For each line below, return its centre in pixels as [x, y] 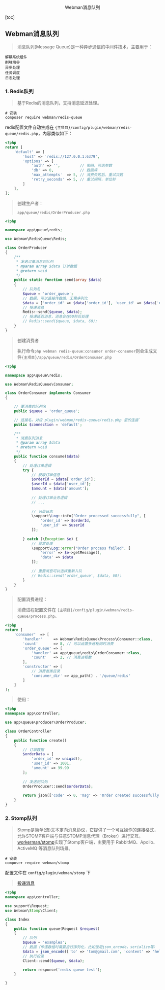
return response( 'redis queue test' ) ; [62, 970]
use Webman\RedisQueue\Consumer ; [39, 384]
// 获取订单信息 [46, 475]
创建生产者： [30, 203]
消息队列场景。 [58, 849]
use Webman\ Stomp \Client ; [31, 911]
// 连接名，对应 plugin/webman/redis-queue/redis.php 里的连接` [77, 420]
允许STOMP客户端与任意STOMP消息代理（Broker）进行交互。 [80, 836]
